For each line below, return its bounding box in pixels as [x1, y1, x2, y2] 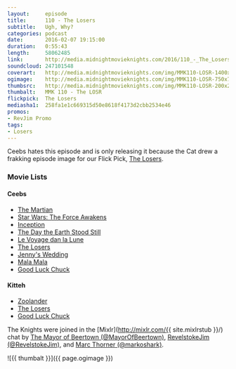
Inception [17, 220, 46, 228]
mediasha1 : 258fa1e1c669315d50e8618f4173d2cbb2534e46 [7, 102, 171, 109]
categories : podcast [7, 30, 68, 37]
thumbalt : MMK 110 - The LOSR [7, 89, 102, 96]
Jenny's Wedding [17, 250, 69, 259]
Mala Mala [17, 257, 48, 266]
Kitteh [7, 281, 26, 290]
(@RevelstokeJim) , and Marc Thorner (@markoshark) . [7, 340, 164, 349]
